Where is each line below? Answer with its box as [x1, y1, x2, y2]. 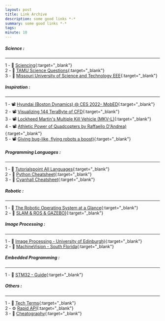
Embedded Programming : [5, 255, 60, 261]
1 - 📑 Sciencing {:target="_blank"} [5, 62, 72, 68]
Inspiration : [5, 84, 30, 90]
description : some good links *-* [5, 16, 76, 21]
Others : [5, 283, 22, 289]
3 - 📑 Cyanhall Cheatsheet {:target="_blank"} [5, 176, 95, 182]
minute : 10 [5, 30, 27, 35]
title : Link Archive [5, 12, 48, 17]
